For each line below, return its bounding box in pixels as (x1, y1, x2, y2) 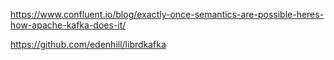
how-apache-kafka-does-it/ (10, 19, 127, 31)
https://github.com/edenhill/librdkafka (10, 39, 167, 50)
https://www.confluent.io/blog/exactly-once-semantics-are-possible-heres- (10, 9, 325, 20)
